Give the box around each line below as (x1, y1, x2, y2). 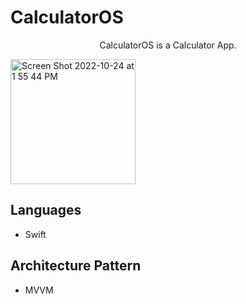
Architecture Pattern (10, 257, 142, 275)
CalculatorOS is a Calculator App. (99, 39, 237, 51)
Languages (10, 202, 82, 219)
